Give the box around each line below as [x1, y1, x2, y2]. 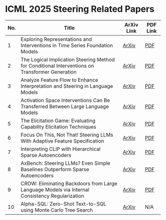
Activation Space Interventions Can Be [20, 97, 110, 104]
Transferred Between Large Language [20, 103, 109, 110]
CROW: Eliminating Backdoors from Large [20, 180, 118, 187]
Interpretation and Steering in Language [20, 82, 114, 89]
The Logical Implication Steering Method [20, 56, 115, 63]
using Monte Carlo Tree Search [20, 206, 93, 213]
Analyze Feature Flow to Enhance [20, 76, 98, 83]
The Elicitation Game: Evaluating [20, 117, 95, 124]
